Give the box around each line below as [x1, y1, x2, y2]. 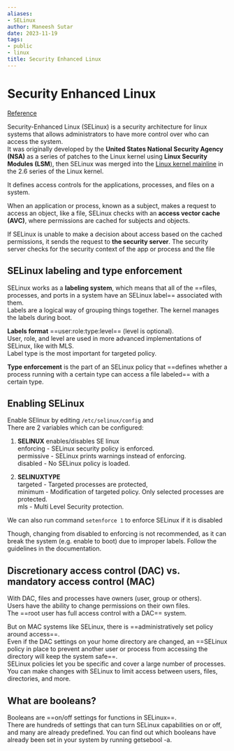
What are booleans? [7, 694, 96, 706]
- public [7, 43, 33, 50]
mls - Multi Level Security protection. [17, 502, 124, 511]
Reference [7, 109, 37, 117]
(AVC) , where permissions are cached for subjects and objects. [7, 216, 191, 224]
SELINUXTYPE [17, 473, 61, 481]
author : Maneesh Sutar [7, 23, 73, 30]
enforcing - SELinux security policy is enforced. [17, 444, 155, 453]
